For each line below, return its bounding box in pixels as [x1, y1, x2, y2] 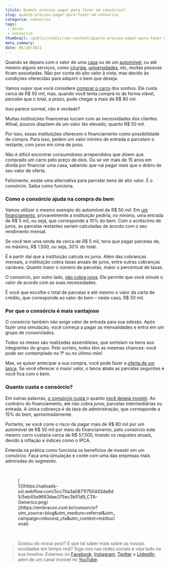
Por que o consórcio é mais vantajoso [5, 307, 100, 314]
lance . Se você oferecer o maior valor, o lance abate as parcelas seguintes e [5, 366, 164, 372]
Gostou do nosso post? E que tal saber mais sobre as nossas [17, 540, 145, 546]
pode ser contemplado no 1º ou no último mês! [5, 350, 103, 357]
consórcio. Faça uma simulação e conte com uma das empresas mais [5, 452, 150, 458]
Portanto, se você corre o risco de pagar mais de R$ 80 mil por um [5, 421, 145, 427]
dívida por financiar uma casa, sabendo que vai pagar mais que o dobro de [5, 162, 162, 168]
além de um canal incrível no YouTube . [17, 556, 99, 562]
